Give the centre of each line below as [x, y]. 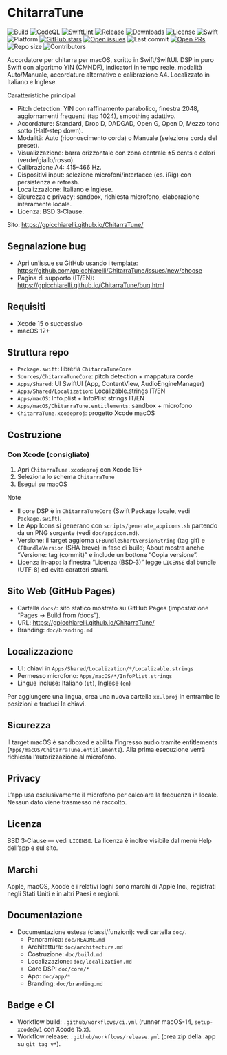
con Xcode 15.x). [67, 1029]
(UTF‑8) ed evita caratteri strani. [63, 570]
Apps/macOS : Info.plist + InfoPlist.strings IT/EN [81, 398]
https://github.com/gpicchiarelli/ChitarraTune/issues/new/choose [110, 270]
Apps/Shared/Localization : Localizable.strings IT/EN [91, 391]
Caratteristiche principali [42, 95]
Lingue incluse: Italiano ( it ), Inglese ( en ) [74, 683]
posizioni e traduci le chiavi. [46, 704]
